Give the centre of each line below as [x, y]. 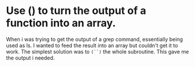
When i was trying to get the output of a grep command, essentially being [95, 39]
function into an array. [61, 23]
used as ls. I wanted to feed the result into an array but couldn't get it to [92, 45]
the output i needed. [30, 58]
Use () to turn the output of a [76, 11]
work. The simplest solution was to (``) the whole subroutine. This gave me [97, 51]
